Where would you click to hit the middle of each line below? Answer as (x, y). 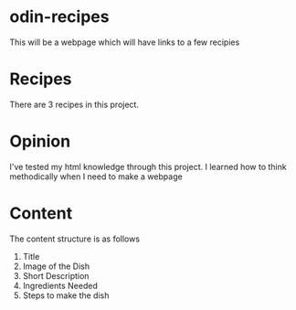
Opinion (40, 141)
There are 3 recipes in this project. (74, 104)
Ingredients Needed (60, 285)
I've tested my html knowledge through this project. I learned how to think (148, 166)
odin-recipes (59, 17)
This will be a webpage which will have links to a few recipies (125, 42)
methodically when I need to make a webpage (96, 176)
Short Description (56, 275)
